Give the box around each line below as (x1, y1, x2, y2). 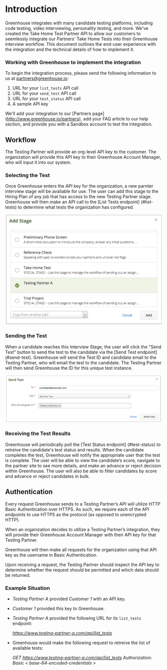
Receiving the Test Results (5, 430, 71, 437)
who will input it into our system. (5, 159, 72, 165)
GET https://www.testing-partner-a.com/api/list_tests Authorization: (12, 655, 153, 661)
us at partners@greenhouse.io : (5, 76, 69, 82)
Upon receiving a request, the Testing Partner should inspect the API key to (5, 561, 160, 567)
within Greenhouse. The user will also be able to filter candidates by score (5, 468, 157, 474)
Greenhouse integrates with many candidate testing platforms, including (5, 20, 153, 26)
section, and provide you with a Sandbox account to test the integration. (5, 121, 153, 127)
